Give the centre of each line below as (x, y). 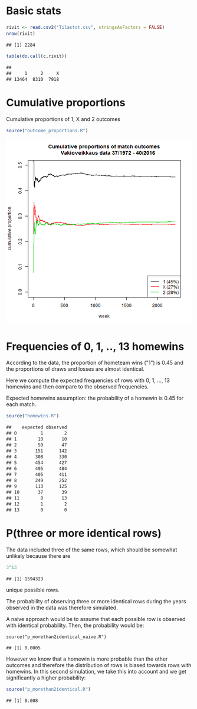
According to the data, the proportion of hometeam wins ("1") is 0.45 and (95, 363)
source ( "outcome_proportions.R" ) (47, 130)
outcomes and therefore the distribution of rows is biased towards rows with (99, 665)
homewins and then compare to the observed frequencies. (78, 387)
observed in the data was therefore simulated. (62, 607)
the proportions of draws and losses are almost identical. (75, 369)
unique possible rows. (33, 590)
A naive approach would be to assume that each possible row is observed (96, 619)
